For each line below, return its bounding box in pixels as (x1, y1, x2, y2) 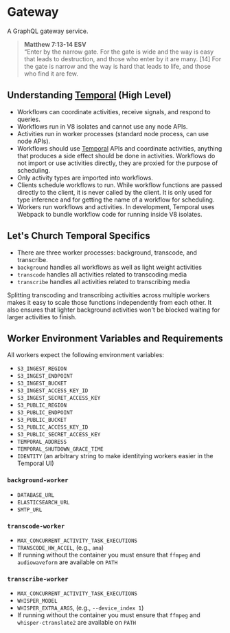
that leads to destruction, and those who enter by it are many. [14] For (23, 54, 222, 63)
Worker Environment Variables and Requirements (7, 332, 223, 344)
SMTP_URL (16, 506, 43, 513)
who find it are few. (23, 69, 79, 78)
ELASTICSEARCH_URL (16, 499, 70, 506)
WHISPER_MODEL (16, 598, 58, 605)
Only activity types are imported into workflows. (16, 173, 153, 182)
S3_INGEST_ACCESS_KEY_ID (16, 387, 89, 394)
